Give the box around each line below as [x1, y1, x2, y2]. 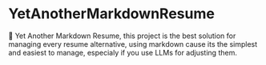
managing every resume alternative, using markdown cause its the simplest [8, 39, 258, 48]
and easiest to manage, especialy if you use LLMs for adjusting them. [8, 48, 238, 57]
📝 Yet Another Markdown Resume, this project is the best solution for [8, 31, 236, 40]
